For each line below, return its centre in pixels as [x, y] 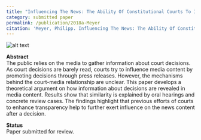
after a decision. [26, 114]
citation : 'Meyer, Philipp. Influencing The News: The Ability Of [91, 28]
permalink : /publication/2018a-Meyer [53, 23]
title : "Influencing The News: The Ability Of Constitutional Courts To [99, 12]
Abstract [17, 57]
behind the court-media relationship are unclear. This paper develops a [94, 82]
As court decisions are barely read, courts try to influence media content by [100, 70]
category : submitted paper [40, 17]
